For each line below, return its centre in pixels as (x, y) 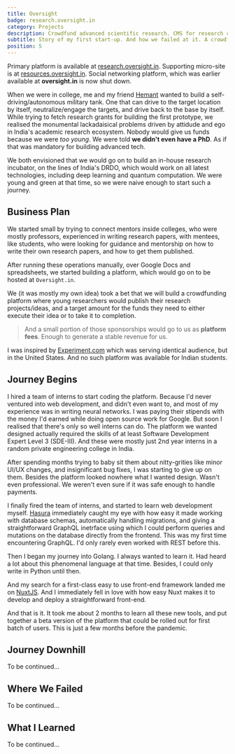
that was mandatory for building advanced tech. (76, 147)
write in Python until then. (44, 571)
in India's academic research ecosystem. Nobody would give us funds (108, 132)
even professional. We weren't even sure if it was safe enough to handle (111, 484)
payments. (22, 491)
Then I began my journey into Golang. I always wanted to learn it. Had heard (117, 556)
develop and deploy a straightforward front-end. (77, 599)
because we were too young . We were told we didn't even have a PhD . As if (117, 139)
